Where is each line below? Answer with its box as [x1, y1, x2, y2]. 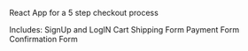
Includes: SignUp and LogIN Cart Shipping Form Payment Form [9, 25, 240, 34]
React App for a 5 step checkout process [9, 8, 159, 18]
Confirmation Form [9, 34, 78, 44]
